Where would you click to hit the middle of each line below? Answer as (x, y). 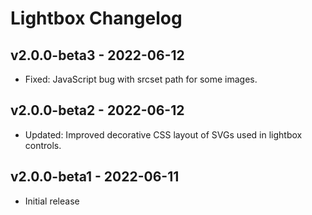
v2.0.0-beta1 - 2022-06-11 (95, 177)
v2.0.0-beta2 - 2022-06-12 (97, 110)
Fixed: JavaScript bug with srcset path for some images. (141, 79)
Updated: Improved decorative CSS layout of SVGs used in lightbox (163, 134)
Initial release (52, 201)
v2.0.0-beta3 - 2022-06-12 (97, 55)
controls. (43, 145)
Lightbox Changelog (96, 18)
